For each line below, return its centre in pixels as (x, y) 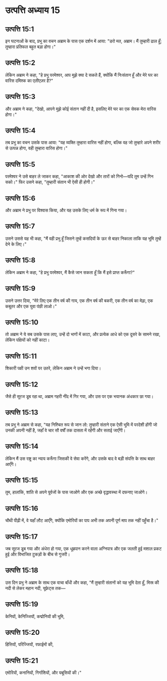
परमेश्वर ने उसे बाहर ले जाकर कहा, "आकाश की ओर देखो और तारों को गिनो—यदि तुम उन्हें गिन (79, 177)
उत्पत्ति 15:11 (21, 356)
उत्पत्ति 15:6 (20, 198)
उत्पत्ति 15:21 (22, 661)
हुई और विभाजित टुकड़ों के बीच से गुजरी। (38, 554)
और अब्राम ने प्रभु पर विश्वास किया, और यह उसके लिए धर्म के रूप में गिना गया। (66, 210)
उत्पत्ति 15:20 (23, 633)
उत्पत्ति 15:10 (22, 322)
